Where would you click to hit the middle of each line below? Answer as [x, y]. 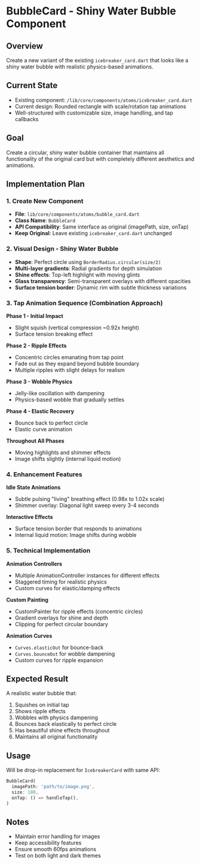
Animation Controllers [34, 564]
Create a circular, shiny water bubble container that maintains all [85, 152]
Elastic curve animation [44, 429]
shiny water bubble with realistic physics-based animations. [80, 67]
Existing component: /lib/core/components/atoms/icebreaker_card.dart [104, 100]
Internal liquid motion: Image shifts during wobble [76, 535]
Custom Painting [27, 600]
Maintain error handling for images [57, 837]
